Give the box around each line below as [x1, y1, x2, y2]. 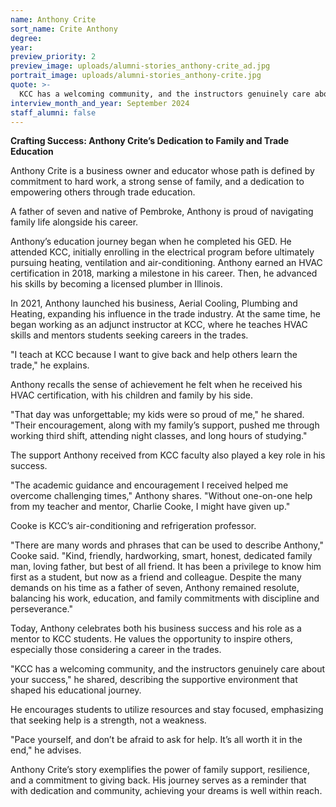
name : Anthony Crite [10, 14, 97, 25]
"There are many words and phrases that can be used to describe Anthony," [10, 539, 324, 551]
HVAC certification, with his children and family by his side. [10, 389, 253, 401]
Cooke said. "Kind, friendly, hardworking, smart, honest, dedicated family [10, 550, 313, 562]
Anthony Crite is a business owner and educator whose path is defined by [10, 165, 315, 177]
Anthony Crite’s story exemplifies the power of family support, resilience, [10, 764, 310, 776]
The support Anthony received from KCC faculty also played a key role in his [10, 449, 326, 461]
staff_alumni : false [10, 107, 97, 118]
